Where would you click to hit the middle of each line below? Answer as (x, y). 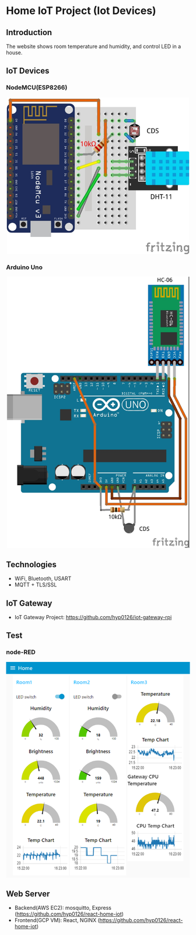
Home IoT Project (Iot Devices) (81, 11)
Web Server (28, 894)
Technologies (32, 565)
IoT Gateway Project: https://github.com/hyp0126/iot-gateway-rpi (93, 617)
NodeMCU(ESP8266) (37, 88)
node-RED (21, 652)
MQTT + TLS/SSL (36, 585)
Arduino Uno (24, 267)
